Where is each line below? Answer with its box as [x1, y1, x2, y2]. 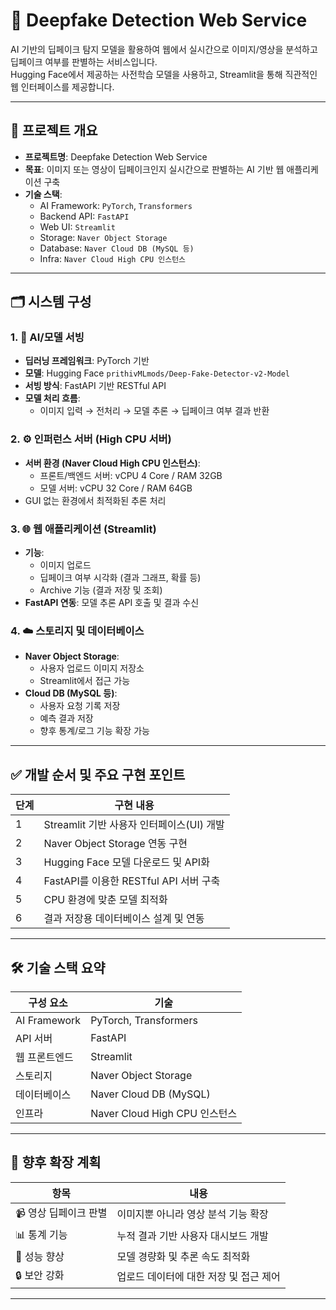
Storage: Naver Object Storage [39, 231, 168, 243]
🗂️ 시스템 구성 [10, 294, 92, 311]
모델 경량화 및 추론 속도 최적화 [116, 1249, 251, 1263]
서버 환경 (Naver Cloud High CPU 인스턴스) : [24, 457, 201, 469]
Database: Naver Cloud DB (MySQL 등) [39, 242, 195, 254]
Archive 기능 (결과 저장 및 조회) [39, 584, 163, 596]
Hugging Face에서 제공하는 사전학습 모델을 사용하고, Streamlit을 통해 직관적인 [10, 68, 318, 80]
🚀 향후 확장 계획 [10, 1154, 102, 1171]
